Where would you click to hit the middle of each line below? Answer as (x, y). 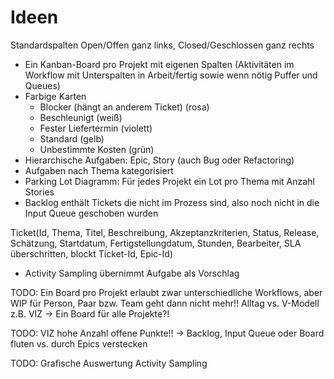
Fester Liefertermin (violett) (96, 128)
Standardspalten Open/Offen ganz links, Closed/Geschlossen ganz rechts (162, 45)
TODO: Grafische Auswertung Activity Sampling (109, 363)
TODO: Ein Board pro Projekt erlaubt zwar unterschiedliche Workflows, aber (166, 292)
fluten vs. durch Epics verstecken (79, 343)
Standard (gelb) (72, 138)
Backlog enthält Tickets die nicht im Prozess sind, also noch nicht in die (172, 202)
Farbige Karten (55, 96)
